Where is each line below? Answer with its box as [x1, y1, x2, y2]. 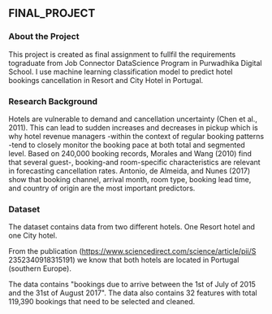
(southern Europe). [8, 264, 71, 273]
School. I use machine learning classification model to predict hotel [8, 67, 233, 76]
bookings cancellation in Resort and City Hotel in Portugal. [8, 75, 204, 85]
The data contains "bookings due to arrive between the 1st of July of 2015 [8, 280, 256, 290]
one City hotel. [8, 231, 58, 241]
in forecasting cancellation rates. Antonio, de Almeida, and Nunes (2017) [8, 166, 251, 176]
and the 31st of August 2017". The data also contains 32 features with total [8, 288, 257, 298]
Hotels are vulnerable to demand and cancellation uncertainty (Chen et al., [8, 114, 257, 124]
